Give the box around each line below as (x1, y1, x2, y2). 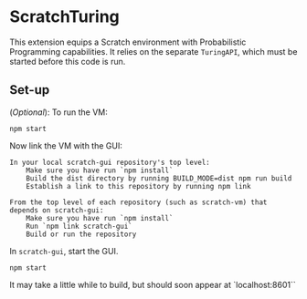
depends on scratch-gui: (9, 205, 104, 215)
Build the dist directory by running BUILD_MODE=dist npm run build (26, 173, 292, 183)
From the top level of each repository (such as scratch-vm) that (9, 198, 268, 207)
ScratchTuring (9, 6, 121, 27)
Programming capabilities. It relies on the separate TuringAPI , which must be (9, 46, 298, 57)
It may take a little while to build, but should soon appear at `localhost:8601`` (9, 279, 297, 290)
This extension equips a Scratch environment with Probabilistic (9, 36, 247, 47)
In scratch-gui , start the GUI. (9, 245, 119, 256)
